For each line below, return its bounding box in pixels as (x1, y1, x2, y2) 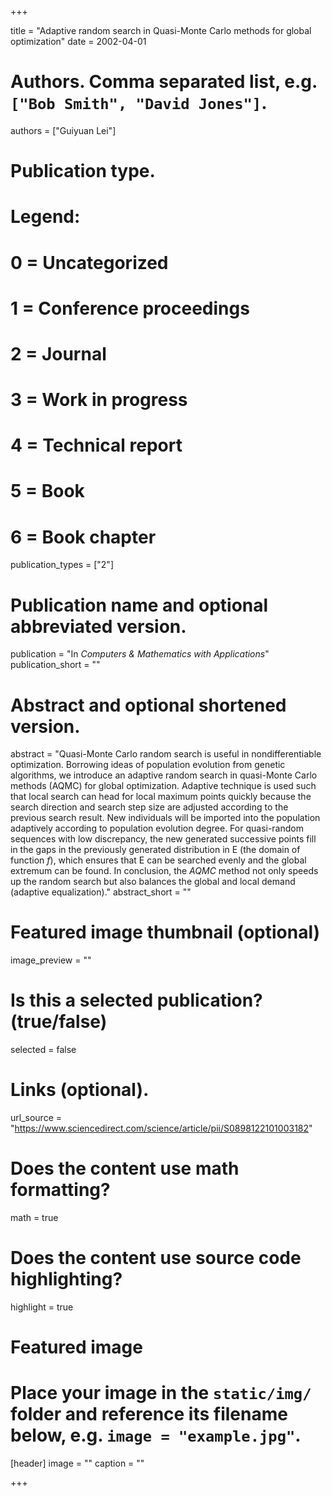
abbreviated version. (10, 615, 187, 638)
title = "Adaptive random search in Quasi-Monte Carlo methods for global (10, 25, 312, 36)
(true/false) (10, 1011, 108, 1033)
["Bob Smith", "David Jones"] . (10, 92, 268, 115)
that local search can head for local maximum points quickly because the (10, 791, 312, 803)
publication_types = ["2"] (10, 559, 114, 571)
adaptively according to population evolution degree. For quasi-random (10, 822, 304, 835)
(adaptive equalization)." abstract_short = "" (10, 886, 192, 898)
